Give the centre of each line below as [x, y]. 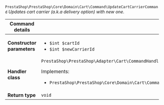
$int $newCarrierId [72, 49]
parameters [21, 49]
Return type [22, 95]
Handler [17, 71]
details [22, 30]
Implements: [55, 71]
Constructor [22, 43]
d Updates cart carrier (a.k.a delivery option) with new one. [65, 12]
